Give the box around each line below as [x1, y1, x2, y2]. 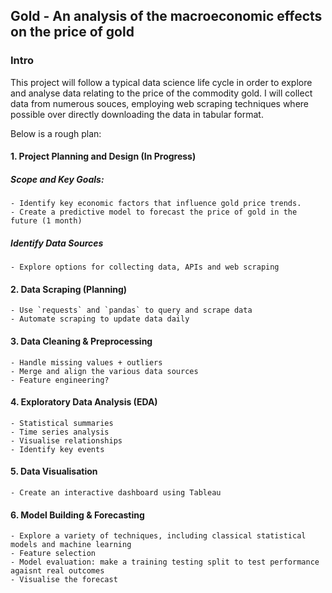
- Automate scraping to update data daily [10, 314, 190, 324]
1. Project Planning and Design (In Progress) [10, 150, 197, 163]
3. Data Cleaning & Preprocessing [10, 335, 153, 348]
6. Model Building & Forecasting [10, 509, 145, 521]
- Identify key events [10, 444, 105, 454]
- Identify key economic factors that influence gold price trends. [10, 199, 302, 209]
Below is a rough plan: [10, 127, 102, 139]
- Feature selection [10, 549, 97, 559]
